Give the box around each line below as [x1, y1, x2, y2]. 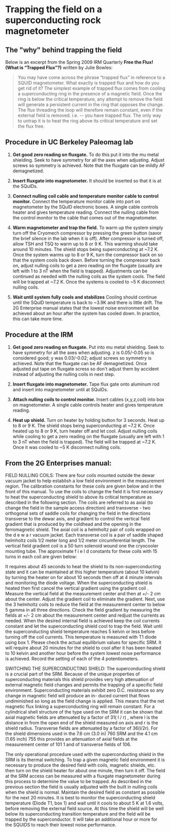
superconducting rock [5, 14, 101, 26]
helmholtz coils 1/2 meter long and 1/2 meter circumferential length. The [5, 537, 156, 544]
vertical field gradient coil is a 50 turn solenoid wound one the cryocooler [5, 543, 159, 549]
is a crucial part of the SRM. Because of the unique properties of [5, 671, 141, 677]
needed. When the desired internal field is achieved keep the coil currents [5, 618, 160, 624]
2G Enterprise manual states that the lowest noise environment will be [12, 305, 159, 311]
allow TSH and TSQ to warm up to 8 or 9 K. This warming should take [12, 241, 158, 247]
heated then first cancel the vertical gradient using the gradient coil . [5, 585, 149, 591]
